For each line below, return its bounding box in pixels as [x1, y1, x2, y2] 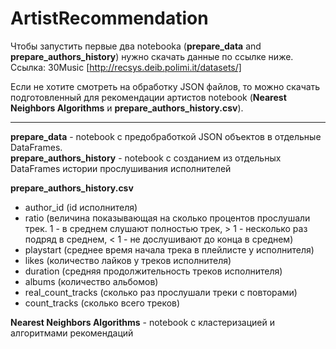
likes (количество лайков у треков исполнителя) [24, 254, 232, 266]
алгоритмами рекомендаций [10, 327, 134, 339]
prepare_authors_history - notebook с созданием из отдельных [10, 152, 282, 164]
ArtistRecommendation [10, 7, 209, 30]
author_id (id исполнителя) [24, 201, 138, 213]
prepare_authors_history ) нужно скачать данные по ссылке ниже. [10, 50, 294, 62]
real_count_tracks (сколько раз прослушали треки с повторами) [24, 286, 298, 298]
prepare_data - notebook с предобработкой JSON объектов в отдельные [10, 130, 322, 142]
